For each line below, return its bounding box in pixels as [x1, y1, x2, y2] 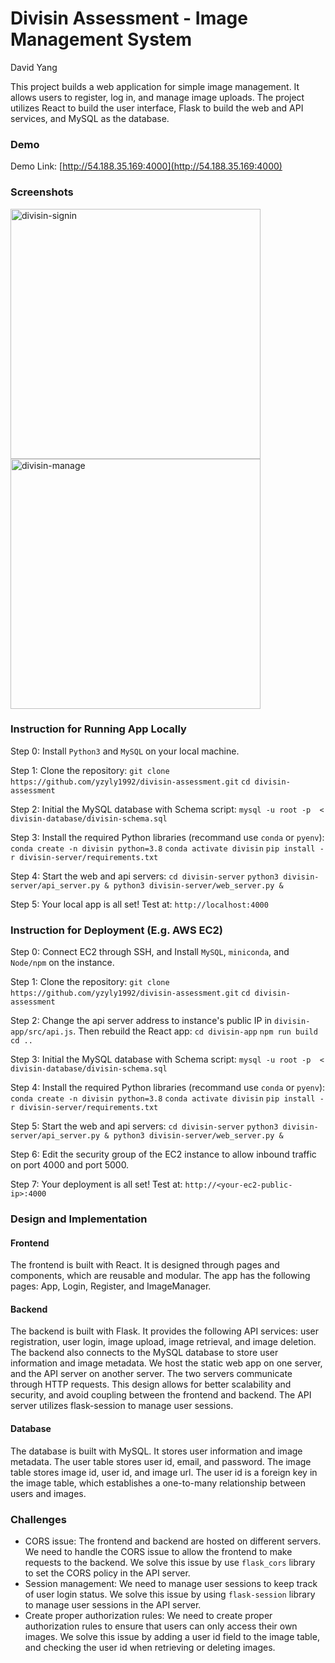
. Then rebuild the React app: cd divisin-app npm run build [73, 1025, 318, 1037]
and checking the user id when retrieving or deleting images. [24, 1641, 276, 1653]
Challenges [10, 1512, 67, 1526]
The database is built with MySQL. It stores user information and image [10, 1445, 303, 1457]
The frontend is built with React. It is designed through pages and [10, 1259, 280, 1271]
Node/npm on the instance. [10, 957, 115, 969]
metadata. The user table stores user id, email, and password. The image [10, 1455, 312, 1467]
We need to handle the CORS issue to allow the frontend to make [24, 1545, 293, 1557]
